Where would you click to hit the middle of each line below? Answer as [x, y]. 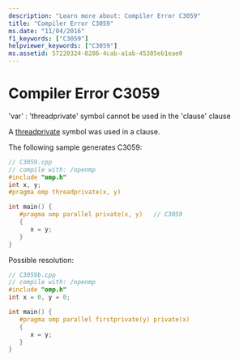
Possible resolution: [41, 260]
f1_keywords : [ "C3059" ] [49, 38]
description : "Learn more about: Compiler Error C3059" [105, 16]
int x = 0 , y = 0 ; [39, 297]
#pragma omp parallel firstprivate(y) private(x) [105, 319]
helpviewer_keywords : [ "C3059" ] [63, 46]
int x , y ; [25, 185]
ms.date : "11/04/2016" [47, 31]
